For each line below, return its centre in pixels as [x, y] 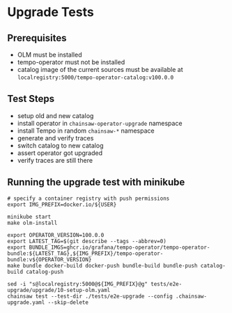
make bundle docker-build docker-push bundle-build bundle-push [102, 265]
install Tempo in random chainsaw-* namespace [86, 131]
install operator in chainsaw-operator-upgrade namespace [100, 123]
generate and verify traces [55, 138]
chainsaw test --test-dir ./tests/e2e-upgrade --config [90, 296]
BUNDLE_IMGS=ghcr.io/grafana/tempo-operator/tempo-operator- [119, 247]
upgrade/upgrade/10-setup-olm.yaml [59, 290]
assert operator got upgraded [60, 153]
